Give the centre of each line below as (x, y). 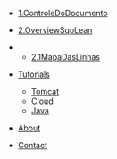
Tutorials (34, 74)
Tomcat (45, 92)
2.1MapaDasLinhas (66, 57)
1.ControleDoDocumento (63, 13)
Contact (32, 145)
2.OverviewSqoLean (55, 30)
